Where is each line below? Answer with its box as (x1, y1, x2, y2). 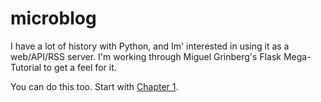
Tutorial (10, 61, 42, 73)
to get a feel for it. (43, 61, 117, 73)
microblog (10, 7, 97, 30)
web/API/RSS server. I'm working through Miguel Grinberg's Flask (10, 50, 282, 62)
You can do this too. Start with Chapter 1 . (10, 80, 179, 92)
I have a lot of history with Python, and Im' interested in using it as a (10, 40, 290, 52)
